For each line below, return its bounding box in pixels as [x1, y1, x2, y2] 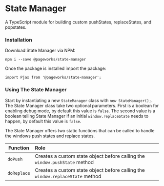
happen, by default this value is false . [5, 118, 82, 124]
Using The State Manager [5, 86, 67, 93]
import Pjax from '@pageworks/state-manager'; [5, 75, 102, 80]
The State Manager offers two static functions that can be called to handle [5, 127, 155, 133]
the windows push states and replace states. [5, 133, 95, 139]
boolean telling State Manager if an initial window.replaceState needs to [5, 113, 149, 119]
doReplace [7, 170, 30, 176]
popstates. [5, 24, 27, 30]
